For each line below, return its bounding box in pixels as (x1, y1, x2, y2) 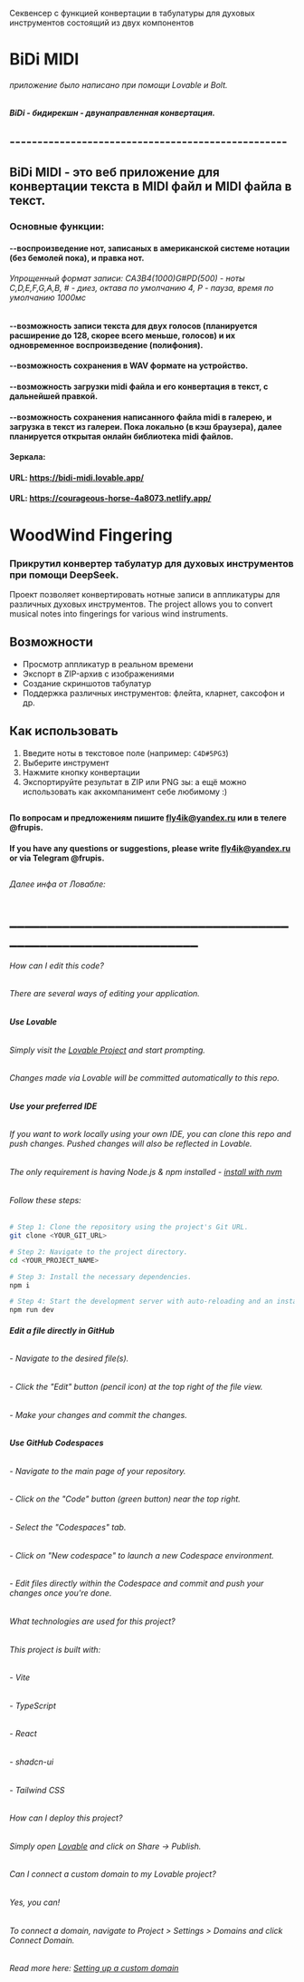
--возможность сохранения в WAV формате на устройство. (9, 360, 249, 371)
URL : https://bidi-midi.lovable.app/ (9, 471, 145, 483)
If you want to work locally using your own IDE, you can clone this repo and (9, 1129, 291, 1140)
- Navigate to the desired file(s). (9, 1353, 129, 1364)
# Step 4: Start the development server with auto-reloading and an (9, 1297, 273, 1307)
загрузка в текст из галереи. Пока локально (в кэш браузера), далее (9, 421, 282, 432)
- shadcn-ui (9, 1756, 54, 1767)
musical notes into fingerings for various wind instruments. (9, 607, 229, 619)
